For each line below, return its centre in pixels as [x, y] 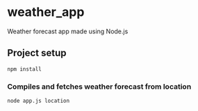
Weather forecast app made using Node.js [68, 31]
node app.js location [39, 101]
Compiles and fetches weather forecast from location [99, 86]
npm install [24, 69]
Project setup [37, 53]
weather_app [46, 12]
